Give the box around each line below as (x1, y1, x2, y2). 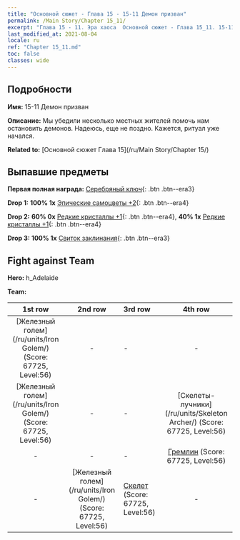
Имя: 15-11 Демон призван (7, 102, 89, 111)
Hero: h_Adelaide (7, 274, 59, 282)
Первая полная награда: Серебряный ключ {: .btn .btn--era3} (7, 185, 195, 194)
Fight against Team (7, 254, 95, 266)
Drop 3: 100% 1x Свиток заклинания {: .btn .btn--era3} (7, 234, 170, 243)
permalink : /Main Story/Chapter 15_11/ (7, 17, 126, 24)
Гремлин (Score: (167, 447, 225, 457)
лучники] (180, 399, 213, 409)
